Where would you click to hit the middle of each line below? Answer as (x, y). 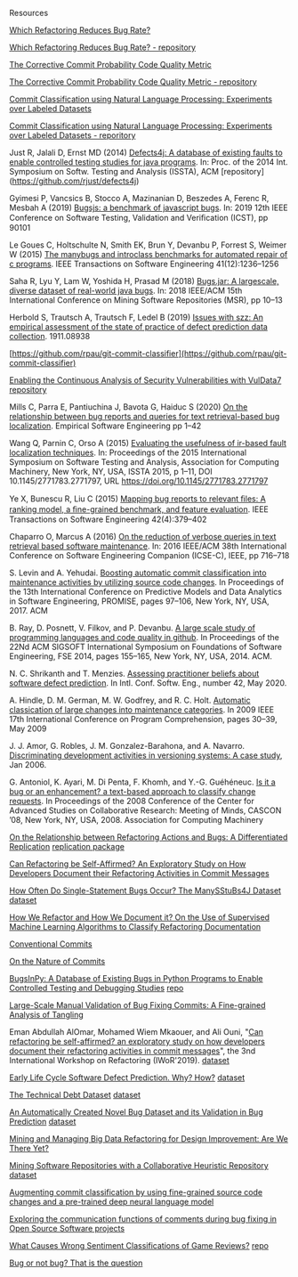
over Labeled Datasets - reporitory (72, 135)
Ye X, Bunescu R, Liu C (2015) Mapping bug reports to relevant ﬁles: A (138, 499)
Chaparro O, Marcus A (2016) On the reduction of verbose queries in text (143, 537)
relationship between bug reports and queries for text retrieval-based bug (145, 416)
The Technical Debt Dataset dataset (75, 1095)
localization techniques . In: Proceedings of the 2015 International (128, 452)
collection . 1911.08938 (50, 336)
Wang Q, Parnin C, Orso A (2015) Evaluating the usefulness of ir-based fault (148, 443)
